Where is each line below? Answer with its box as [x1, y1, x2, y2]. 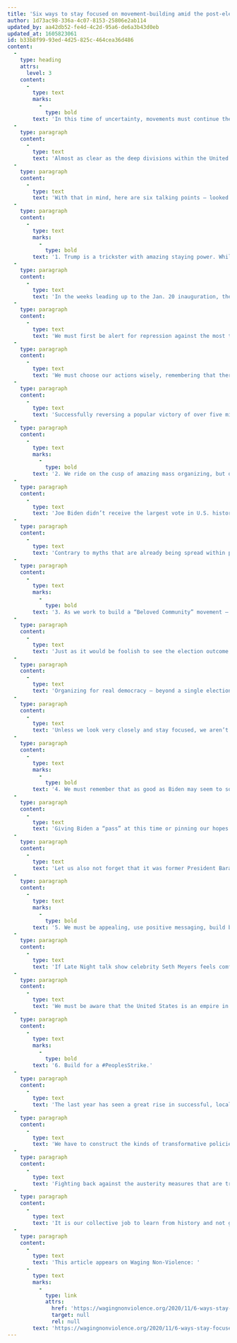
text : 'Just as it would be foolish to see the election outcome [32, 647, 229, 655]
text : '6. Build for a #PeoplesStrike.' [32, 1062, 153, 1069]
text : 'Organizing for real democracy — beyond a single [32, 687, 203, 694]
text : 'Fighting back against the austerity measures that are [32, 1180, 222, 1187]
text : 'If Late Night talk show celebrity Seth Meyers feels [32, 963, 217, 970]
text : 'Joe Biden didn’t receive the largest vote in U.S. [32, 510, 210, 517]
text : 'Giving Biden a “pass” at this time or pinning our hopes [32, 825, 229, 833]
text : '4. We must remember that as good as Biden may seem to [32, 786, 222, 793]
